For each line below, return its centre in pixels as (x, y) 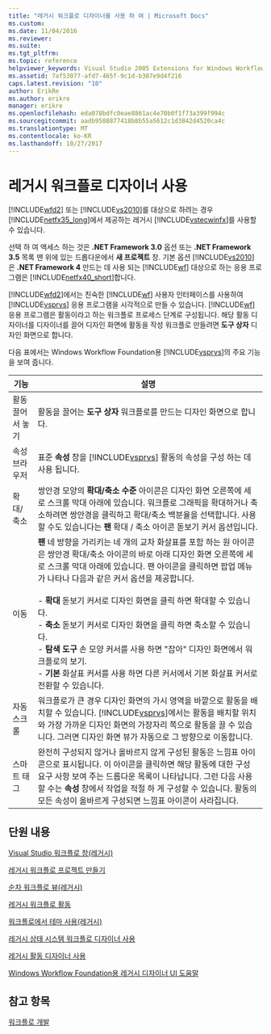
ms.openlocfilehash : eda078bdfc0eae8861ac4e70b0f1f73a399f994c (117, 114)
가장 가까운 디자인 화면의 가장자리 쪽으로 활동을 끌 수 (142, 725)
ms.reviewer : (30, 38)
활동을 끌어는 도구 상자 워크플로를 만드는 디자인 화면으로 (138, 412)
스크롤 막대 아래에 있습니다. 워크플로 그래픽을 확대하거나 (148, 503)
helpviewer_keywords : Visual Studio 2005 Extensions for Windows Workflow (137, 69)
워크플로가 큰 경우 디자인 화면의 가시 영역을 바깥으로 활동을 (143, 701)
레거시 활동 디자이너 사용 (47, 956)
